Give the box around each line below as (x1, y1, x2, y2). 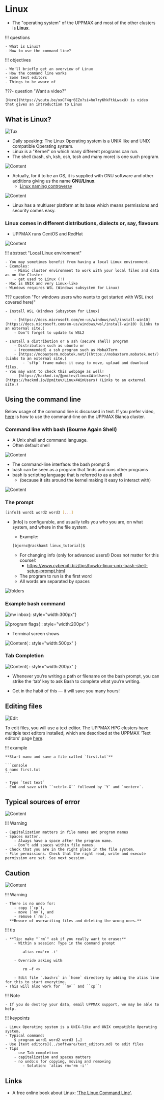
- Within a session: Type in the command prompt (14, 941, 115, 946)
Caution (5, 869, 30, 877)
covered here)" (5, 299, 36, 305)
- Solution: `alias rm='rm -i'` (23, 1064, 89, 1068)
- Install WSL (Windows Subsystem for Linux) (5, 309, 100, 314)
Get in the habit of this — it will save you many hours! (12, 688, 120, 694)
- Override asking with (14, 958, 63, 963)
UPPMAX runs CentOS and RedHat (12, 231, 83, 237)
